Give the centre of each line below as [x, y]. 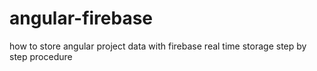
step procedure [41, 56]
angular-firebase [81, 18]
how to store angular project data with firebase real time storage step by [158, 46]
